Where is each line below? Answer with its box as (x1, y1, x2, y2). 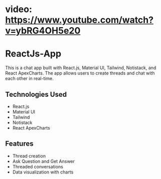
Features (5, 140, 34, 148)
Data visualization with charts (12, 169, 74, 175)
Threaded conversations (12, 163, 64, 169)
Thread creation (12, 153, 46, 159)
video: (5, 4, 33, 15)
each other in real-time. (5, 76, 54, 82)
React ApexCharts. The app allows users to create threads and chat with (5, 70, 155, 76)
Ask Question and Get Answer (12, 158, 75, 164)
